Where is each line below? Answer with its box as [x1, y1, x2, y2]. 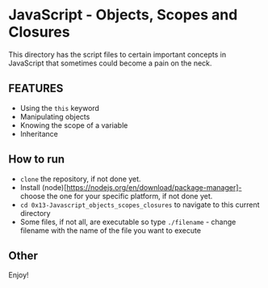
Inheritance [19, 129, 59, 138]
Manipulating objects [19, 112, 90, 121]
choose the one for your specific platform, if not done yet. [19, 191, 213, 201]
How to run [8, 152, 65, 167]
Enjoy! [8, 270, 30, 280]
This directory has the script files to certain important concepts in [8, 49, 227, 59]
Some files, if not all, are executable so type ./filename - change [19, 217, 237, 227]
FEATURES [8, 82, 64, 95]
